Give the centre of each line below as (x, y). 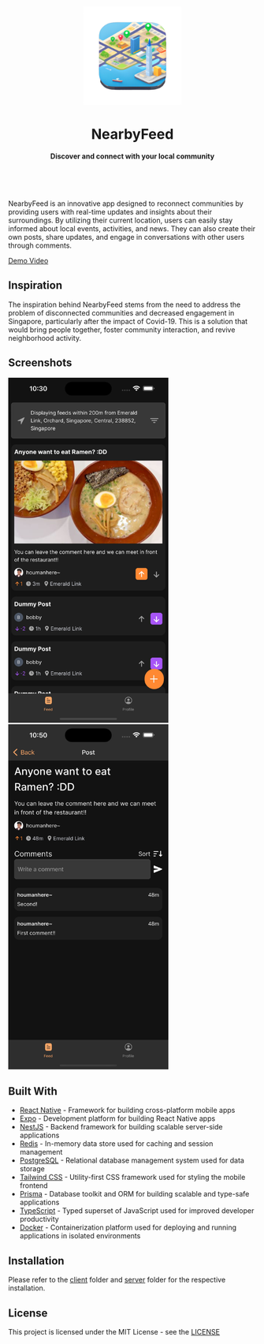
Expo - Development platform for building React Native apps (117, 1118)
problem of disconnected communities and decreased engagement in (121, 312)
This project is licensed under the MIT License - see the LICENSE (114, 1332)
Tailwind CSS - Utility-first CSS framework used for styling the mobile (132, 1178)
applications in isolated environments (80, 1236)
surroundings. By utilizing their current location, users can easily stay (121, 220)
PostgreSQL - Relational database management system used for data (132, 1160)
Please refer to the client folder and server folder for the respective (117, 1280)
